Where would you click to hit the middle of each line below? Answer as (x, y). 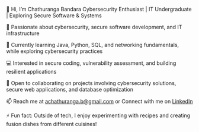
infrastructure (23, 33)
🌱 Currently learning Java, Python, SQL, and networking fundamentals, (93, 45)
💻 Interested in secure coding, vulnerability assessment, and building (91, 63)
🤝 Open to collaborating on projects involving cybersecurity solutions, (91, 83)
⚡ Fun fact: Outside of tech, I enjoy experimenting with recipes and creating (98, 115)
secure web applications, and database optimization (70, 89)
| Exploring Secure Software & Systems (54, 15)
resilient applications (31, 72)
